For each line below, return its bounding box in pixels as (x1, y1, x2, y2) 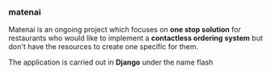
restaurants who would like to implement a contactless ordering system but (8, 33, 263, 43)
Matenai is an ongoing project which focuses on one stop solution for (8, 25, 241, 35)
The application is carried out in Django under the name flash (8, 57, 214, 67)
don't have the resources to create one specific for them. (8, 42, 199, 52)
